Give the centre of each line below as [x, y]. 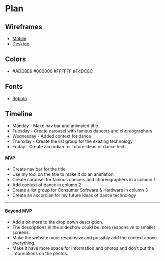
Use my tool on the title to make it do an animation [63, 174]
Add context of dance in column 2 [46, 185]
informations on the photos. [40, 253]
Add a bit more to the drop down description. [58, 222]
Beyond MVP [19, 211]
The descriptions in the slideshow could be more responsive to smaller [84, 227]
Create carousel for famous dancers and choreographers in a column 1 [84, 179]
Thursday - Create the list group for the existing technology [72, 141]
